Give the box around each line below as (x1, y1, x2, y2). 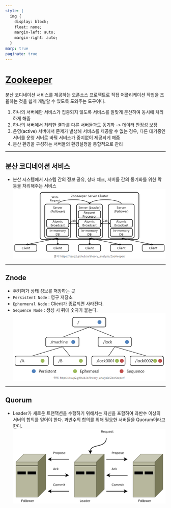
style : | (5, 8, 24, 13)
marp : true (5, 46, 28, 51)
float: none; (14, 25, 42, 30)
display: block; (14, 19, 49, 24)
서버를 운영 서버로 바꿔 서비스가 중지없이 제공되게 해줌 (12, 134, 121, 141)
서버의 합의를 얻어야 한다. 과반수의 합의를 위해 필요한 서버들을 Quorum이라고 (12, 417, 165, 423)
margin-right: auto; (14, 35, 58, 40)
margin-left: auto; (14, 30, 56, 35)
